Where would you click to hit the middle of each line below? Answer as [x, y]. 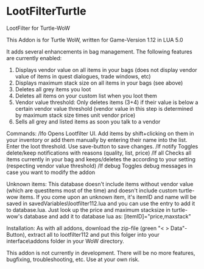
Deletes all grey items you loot [53, 89]
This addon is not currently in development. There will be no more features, [101, 253]
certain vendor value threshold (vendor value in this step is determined [104, 108]
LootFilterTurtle [46, 11]
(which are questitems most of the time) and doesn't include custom [92, 190]
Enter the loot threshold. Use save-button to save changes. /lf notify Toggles [102, 146]
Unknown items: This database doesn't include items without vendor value [100, 184]
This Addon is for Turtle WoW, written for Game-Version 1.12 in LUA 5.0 [95, 40]
